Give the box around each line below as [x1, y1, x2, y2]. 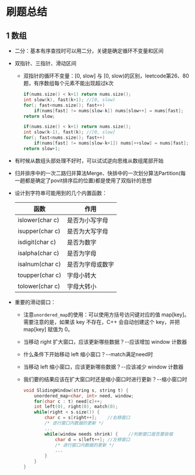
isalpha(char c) [17, 249, 60, 257]
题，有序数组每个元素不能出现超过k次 [23, 80, 114, 86]
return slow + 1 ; [23, 145, 60, 152]
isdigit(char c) [17, 237, 57, 246]
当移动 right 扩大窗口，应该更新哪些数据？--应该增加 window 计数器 [23, 338, 187, 345]
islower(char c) [17, 216, 60, 224]
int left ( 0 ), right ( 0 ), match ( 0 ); [34, 404, 118, 410]
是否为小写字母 [67, 216, 108, 224]
